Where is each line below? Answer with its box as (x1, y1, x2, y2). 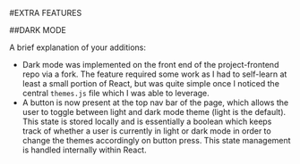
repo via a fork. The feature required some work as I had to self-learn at (21, 69, 287, 79)
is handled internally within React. (21, 144, 147, 155)
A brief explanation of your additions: (9, 42, 146, 53)
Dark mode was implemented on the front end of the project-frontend (21, 60, 279, 70)
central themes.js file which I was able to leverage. (21, 88, 210, 98)
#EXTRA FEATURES (9, 8, 82, 18)
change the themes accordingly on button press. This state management (21, 135, 291, 145)
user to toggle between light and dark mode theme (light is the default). (21, 107, 287, 117)
